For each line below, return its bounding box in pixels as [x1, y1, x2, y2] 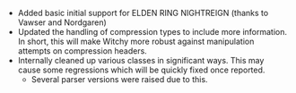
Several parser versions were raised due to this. [30, 74, 208, 84]
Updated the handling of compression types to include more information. [17, 27, 288, 37]
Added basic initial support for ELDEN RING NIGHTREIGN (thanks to [17, 8, 269, 18]
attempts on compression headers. [17, 46, 148, 56]
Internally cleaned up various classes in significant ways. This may [17, 55, 265, 65]
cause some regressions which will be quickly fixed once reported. [17, 64, 266, 75]
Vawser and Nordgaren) [17, 17, 108, 28]
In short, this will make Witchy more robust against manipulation [17, 36, 255, 46]
